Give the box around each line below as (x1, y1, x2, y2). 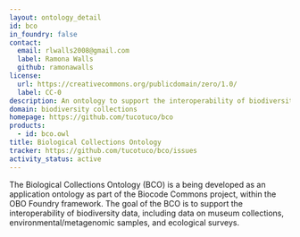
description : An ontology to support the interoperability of (9, 96, 246, 106)
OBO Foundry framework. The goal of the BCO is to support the (9, 198, 244, 208)
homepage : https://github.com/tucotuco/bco (9, 113, 174, 122)
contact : (9, 38, 42, 47)
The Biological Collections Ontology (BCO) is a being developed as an (9, 179, 266, 190)
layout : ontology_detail (9, 13, 102, 22)
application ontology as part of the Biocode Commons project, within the (9, 189, 277, 199)
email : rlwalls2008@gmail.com (17, 47, 129, 55)
